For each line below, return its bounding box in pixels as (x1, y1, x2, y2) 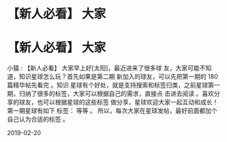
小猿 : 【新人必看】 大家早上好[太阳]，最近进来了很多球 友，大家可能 (7, 64, 200, 72)
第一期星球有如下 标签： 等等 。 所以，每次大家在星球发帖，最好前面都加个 (7, 106, 217, 115)
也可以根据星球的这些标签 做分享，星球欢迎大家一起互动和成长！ (36, 98, 219, 106)
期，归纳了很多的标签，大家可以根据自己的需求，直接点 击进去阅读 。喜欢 (7, 89, 214, 98)
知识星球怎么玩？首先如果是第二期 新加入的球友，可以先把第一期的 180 (18, 72, 219, 81)
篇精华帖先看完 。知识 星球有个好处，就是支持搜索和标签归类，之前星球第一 (7, 81, 220, 89)
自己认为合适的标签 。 (7, 115, 69, 124)
